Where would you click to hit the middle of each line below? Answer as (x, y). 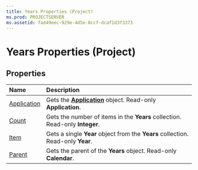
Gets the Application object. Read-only (101, 100)
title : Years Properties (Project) (50, 12)
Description (63, 90)
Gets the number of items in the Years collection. (114, 117)
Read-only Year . (69, 141)
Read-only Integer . (73, 125)
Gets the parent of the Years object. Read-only (111, 151)
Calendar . (60, 158)
